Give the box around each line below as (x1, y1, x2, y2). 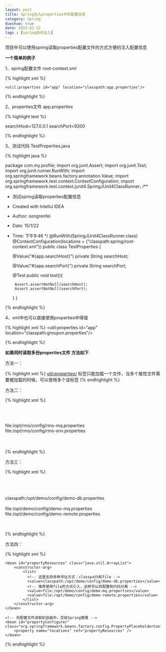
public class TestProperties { (42, 244, 101, 250)
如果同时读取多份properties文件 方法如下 (5, 349, 89, 355)
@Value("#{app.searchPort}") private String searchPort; (12, 263, 127, 268)
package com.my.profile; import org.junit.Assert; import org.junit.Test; (5, 163, 147, 168)
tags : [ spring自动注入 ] (5, 30, 53, 35)
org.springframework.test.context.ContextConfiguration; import (5, 178, 134, 184)
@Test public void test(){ (12, 272, 63, 278)
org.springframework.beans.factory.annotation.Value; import (5, 173, 129, 178)
